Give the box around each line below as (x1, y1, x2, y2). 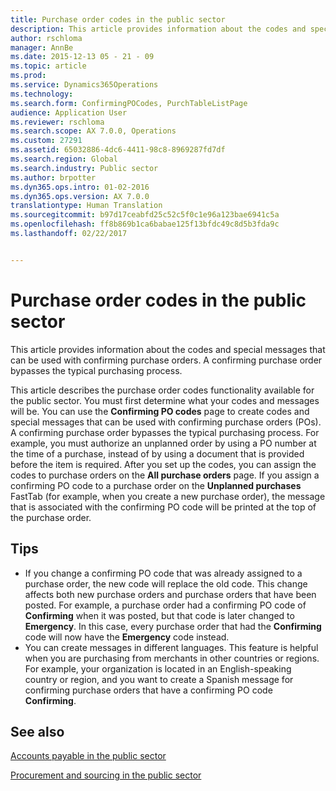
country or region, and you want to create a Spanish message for (24, 673, 294, 685)
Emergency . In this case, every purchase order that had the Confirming (24, 620, 322, 632)
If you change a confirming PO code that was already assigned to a (24, 567, 303, 579)
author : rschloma (10, 33, 83, 43)
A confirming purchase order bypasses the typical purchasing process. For (10, 426, 320, 438)
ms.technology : (10, 89, 74, 99)
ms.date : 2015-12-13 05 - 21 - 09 (10, 52, 155, 62)
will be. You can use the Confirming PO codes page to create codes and (10, 405, 310, 417)
